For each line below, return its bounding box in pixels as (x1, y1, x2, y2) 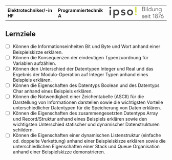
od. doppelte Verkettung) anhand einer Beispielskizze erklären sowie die (12, 138, 166, 144)
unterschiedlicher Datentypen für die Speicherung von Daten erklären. (12, 105, 161, 111)
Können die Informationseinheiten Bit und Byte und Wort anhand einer (12, 43, 161, 49)
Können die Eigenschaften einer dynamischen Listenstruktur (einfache (12, 132, 161, 139)
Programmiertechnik (58, 7, 103, 13)
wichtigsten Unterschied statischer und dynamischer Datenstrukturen (12, 121, 160, 128)
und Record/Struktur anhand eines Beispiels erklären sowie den (12, 116, 147, 122)
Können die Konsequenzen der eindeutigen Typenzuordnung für (12, 54, 149, 60)
